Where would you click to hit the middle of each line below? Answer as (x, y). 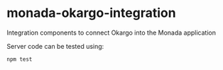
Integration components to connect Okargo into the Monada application (111, 33)
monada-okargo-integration (91, 13)
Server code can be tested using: (55, 46)
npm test (20, 59)
